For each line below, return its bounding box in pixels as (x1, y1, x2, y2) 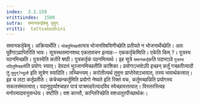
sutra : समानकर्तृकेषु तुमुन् (6, 20, 58, 26)
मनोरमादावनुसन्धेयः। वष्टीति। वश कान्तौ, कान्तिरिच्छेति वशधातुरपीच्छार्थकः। (6, 90, 149, 97)
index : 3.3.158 (6, 8, 47, 15)
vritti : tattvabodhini (6, 25, 66, 32)
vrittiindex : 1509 (6, 14, 55, 20)
